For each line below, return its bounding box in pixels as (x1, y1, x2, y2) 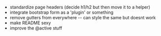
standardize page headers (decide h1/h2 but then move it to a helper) (9, 4, 151, 10)
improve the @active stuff (9, 25, 63, 31)
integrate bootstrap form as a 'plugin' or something (9, 9, 114, 15)
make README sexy (9, 20, 51, 26)
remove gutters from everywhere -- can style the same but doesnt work (9, 15, 156, 20)
